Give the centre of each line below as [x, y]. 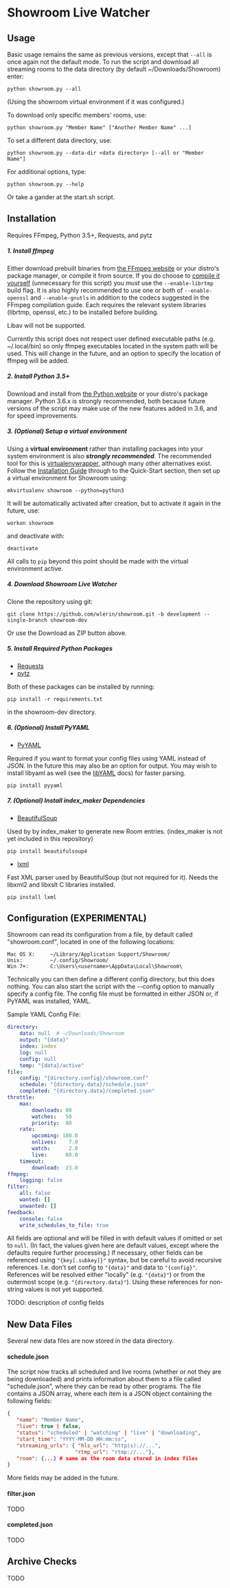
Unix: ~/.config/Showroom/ [58, 961]
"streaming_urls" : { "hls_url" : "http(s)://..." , [89, 1445]
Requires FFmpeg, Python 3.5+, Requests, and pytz [80, 235]
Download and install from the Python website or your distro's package [107, 394]
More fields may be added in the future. [63, 1478]
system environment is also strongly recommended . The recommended [109, 456]
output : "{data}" [44, 1040]
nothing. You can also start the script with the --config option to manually [111, 987]
